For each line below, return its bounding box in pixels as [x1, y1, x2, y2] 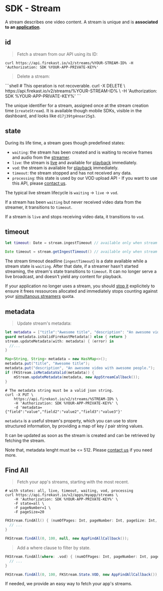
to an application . [5, 24, 41, 30]
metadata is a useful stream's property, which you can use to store [5, 417, 137, 423]
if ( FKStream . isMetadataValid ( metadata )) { [5, 370, 95, 375]
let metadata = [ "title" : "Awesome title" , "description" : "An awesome [5, 330, 151, 334]
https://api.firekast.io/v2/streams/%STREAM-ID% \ [14, 397, 118, 401]
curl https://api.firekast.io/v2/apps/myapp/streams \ [5, 493, 118, 498]
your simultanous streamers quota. [5, 294, 75, 299]
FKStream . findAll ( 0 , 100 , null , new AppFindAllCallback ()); [5, 536, 130, 541]
